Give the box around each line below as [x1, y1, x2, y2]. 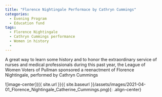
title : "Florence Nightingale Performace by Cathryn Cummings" [5, 7, 137, 12]
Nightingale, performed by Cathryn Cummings [5, 72, 99, 78]
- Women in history [9, 39, 49, 44]
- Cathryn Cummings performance [9, 34, 76, 39]
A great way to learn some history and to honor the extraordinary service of [5, 56, 157, 62]
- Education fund [9, 20, 45, 26]
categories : [5, 12, 29, 16]
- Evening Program [9, 16, 47, 21]
